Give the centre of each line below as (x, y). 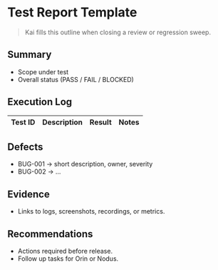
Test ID (23, 122)
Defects (25, 147)
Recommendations (50, 234)
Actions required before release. (65, 251)
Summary (30, 55)
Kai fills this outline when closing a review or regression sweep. (118, 32)
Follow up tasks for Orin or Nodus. (68, 259)
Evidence (28, 194)
